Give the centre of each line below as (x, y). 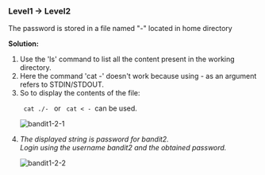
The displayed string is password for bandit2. (94, 139)
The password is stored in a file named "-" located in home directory (120, 29)
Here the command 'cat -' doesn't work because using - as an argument (138, 76)
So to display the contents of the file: (80, 93)
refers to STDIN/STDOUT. (62, 84)
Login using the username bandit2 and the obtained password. (123, 148)
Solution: (24, 44)
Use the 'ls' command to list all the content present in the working (127, 59)
